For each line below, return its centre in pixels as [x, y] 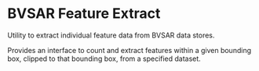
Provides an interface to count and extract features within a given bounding [129, 50]
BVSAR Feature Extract [84, 14]
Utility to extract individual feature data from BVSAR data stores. [111, 35]
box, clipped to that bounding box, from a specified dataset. [104, 59]
